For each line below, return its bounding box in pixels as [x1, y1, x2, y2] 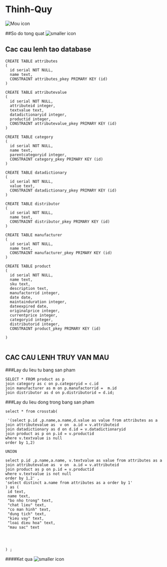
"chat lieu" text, [7, 502, 47, 507]
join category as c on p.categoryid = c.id [5, 381, 99, 386]
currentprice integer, [10, 312, 58, 318]
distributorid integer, [10, 321, 60, 327]
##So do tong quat [5, 30, 45, 36]
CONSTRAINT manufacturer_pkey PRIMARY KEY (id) [10, 250, 113, 255]
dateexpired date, [10, 304, 49, 309]
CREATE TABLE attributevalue [5, 90, 67, 95]
